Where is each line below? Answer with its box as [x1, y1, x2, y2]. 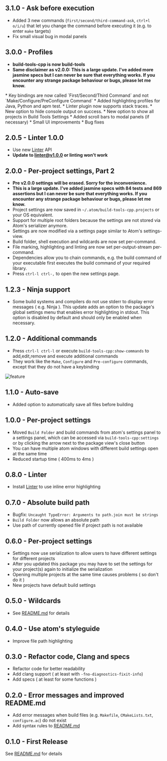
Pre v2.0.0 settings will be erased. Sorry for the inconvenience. [12, 180, 147, 186]
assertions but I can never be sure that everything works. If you [12, 191, 147, 197]
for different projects [12, 555, 55, 561]
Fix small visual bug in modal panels [12, 33, 87, 39]
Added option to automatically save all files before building [12, 401, 133, 407]
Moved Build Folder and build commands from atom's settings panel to [12, 429, 161, 435]
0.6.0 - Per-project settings [5, 537, 92, 545]
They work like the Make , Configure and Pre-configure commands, [12, 358, 148, 364]
